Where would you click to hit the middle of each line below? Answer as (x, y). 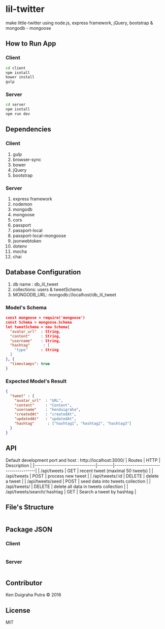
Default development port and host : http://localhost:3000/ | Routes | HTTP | (83, 460)
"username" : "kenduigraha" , (48, 410)
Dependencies (28, 129)
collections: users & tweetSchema (47, 289)
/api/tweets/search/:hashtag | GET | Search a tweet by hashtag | (71, 491)
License (18, 610)
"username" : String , (35, 341)
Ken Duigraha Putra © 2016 (33, 595)
